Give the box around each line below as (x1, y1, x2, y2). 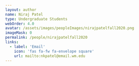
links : (5, 40, 19, 45)
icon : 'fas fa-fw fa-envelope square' (14, 49, 94, 54)
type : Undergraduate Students (5, 16, 68, 21)
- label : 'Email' (9, 44, 46, 49)
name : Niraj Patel (5, 12, 43, 17)
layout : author (5, 7, 37, 12)
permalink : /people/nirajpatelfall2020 (5, 35, 88, 40)
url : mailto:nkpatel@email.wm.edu (14, 53, 85, 59)
